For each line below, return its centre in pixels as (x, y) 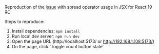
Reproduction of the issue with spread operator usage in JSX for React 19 (78, 7)
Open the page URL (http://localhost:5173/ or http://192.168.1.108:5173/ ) (83, 41)
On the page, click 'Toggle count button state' (58, 46)
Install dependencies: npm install (46, 31)
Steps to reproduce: (25, 22)
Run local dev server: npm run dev (46, 36)
